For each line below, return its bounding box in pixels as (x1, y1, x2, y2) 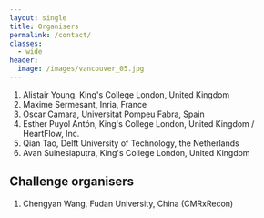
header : (9, 56, 39, 65)
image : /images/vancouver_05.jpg (17, 65, 145, 74)
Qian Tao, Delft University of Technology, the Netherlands (22, 138, 239, 149)
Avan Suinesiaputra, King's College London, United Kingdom (22, 147, 250, 158)
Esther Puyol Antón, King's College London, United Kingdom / (22, 118, 255, 129)
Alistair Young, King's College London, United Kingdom (22, 88, 230, 100)
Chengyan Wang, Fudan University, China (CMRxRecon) (22, 198, 234, 209)
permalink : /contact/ (9, 30, 92, 39)
